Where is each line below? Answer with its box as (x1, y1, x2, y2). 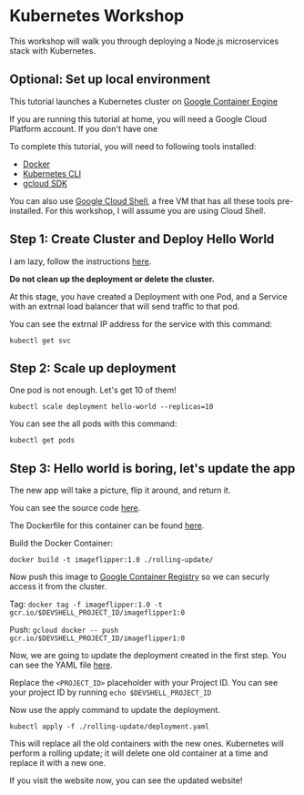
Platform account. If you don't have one (9, 123, 158, 134)
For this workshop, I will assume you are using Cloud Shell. (45, 205, 266, 216)
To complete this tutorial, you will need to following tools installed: (9, 140, 257, 151)
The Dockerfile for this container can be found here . (9, 520, 205, 531)
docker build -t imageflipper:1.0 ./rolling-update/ (9, 555, 214, 565)
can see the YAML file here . (9, 659, 114, 670)
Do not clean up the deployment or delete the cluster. (9, 273, 216, 284)
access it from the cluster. (9, 581, 107, 592)
